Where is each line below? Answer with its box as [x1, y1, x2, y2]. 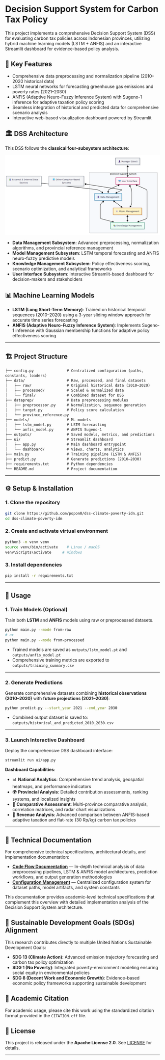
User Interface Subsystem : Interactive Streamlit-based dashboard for [12, 271, 155, 277]
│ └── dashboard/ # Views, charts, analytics [5, 447, 124, 452]
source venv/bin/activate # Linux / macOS [5, 544, 100, 549]
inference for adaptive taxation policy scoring [12, 99, 105, 105]
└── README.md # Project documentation [5, 466, 118, 472]
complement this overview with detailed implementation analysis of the [5, 899, 149, 905]
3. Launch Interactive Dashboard [5, 736, 85, 743]
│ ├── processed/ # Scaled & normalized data [5, 388, 124, 393]
